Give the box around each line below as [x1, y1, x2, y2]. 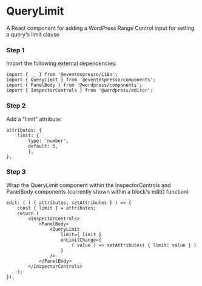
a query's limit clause [6, 30, 59, 38]
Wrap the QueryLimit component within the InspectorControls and [6, 181, 171, 189]
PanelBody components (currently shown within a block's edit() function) [6, 188, 189, 195]
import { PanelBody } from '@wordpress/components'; [6, 82, 143, 89]
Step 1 [6, 46, 25, 54]
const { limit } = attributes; [17, 205, 96, 211]
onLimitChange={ [60, 237, 102, 243]
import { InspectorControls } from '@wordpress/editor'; [6, 87, 153, 94]
